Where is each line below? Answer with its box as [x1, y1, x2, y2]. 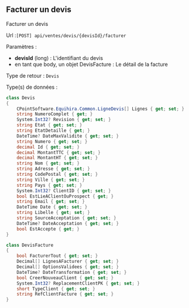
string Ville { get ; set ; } [16, 176, 85, 183]
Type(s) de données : [6, 83, 58, 91]
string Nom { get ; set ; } [16, 160, 80, 166]
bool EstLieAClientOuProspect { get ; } [16, 193, 114, 199]
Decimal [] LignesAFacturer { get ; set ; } [16, 259, 119, 265]
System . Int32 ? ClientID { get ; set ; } [16, 188, 111, 193]
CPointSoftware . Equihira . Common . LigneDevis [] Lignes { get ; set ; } [16, 106, 184, 112]
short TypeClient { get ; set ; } [16, 286, 95, 292]
